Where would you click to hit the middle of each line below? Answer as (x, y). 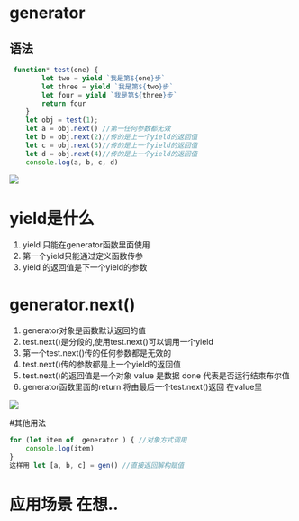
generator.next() (72, 304)
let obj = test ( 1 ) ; (62, 120)
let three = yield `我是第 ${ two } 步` (108, 87)
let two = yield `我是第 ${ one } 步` (104, 78)
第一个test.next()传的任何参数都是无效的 (97, 353)
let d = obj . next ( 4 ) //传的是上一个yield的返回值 (112, 154)
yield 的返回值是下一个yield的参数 (85, 267)
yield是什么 (52, 218)
